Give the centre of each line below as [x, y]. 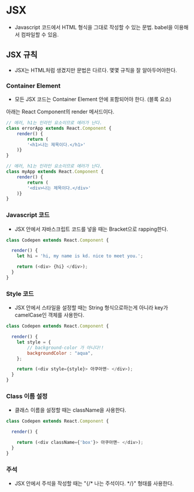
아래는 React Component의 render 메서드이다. [60, 112]
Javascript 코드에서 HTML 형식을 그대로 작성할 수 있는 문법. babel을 [94, 27]
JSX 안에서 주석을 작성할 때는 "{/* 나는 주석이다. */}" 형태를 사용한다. [94, 483]
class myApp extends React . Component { [55, 172]
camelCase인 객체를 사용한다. [49, 315]
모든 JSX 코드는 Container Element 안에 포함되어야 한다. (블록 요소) [93, 99]
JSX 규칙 [22, 55]
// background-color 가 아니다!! [66, 348]
